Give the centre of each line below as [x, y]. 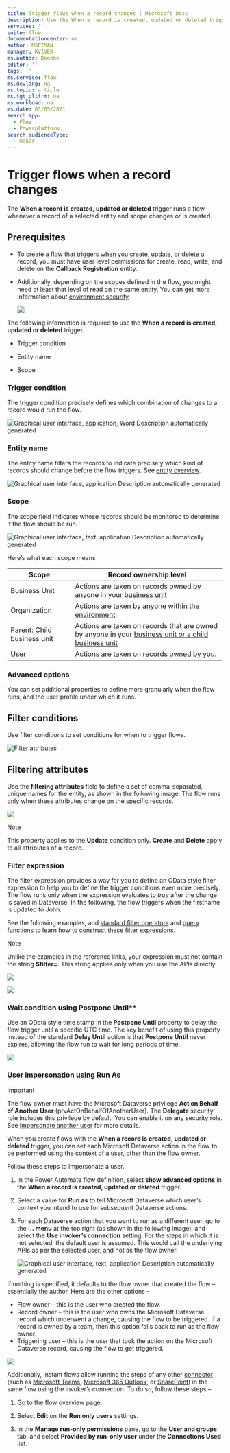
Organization [31, 610]
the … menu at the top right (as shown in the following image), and [111, 1228]
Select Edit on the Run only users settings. [78, 1415]
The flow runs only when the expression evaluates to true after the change [112, 895]
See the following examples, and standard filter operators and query [103, 922]
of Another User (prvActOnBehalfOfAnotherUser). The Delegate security [110, 1111]
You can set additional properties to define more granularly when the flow [111, 690]
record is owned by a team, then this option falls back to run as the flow [118, 1326]
